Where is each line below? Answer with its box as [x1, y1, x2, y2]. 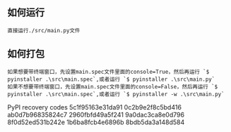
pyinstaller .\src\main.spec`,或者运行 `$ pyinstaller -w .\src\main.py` [7, 91, 225, 98]
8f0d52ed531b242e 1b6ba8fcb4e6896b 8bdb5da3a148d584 [7, 118, 185, 126]
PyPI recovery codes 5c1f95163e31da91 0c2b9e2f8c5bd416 [7, 103, 182, 111]
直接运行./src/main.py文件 [7, 27, 81, 34]
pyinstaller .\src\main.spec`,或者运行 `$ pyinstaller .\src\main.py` [7, 76, 215, 83]
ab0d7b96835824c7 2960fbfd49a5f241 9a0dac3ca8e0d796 [7, 110, 185, 119]
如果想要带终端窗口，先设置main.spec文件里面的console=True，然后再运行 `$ [7, 68, 210, 75]
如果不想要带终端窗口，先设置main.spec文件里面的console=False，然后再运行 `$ [7, 83, 218, 90]
